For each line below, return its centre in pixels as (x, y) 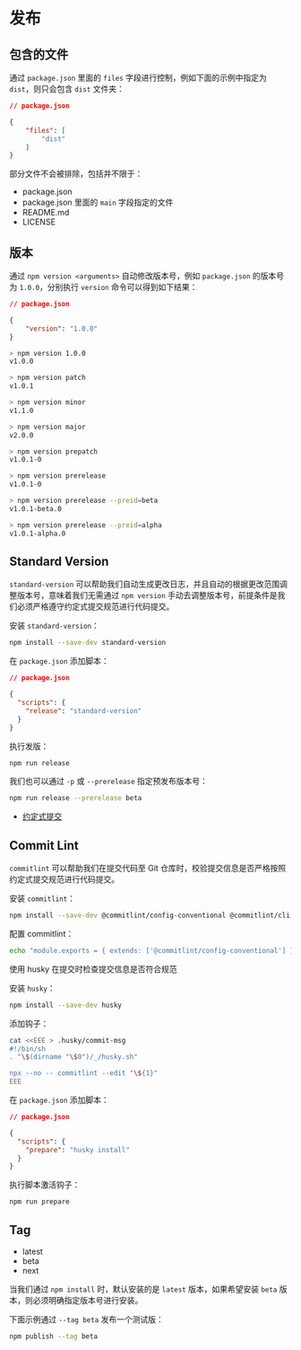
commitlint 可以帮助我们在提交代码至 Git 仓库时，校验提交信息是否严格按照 (148, 869)
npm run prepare (39, 1202)
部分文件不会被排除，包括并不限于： (76, 174)
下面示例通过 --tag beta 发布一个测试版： (86, 1319)
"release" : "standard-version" (84, 710)
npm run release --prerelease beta (76, 799)
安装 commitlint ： (43, 898)
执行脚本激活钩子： (45, 1185)
